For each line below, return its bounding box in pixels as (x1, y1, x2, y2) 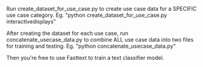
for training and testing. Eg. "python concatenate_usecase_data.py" (6, 42, 176, 49)
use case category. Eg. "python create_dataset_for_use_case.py (6, 11, 168, 19)
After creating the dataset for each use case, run (6, 30, 129, 37)
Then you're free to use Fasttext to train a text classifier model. (6, 54, 165, 61)
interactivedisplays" (6, 18, 56, 25)
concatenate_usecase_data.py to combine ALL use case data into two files (6, 36, 194, 43)
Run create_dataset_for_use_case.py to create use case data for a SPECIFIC (6, 5, 197, 12)
